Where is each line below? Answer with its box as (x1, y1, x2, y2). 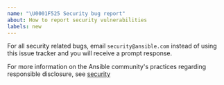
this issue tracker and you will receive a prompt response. (7, 49, 173, 57)
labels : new (7, 23, 42, 30)
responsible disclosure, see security (7, 70, 111, 78)
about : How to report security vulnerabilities (7, 17, 148, 23)
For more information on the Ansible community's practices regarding (7, 63, 207, 71)
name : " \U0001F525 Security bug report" (7, 10, 126, 17)
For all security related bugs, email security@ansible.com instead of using (7, 42, 217, 50)
